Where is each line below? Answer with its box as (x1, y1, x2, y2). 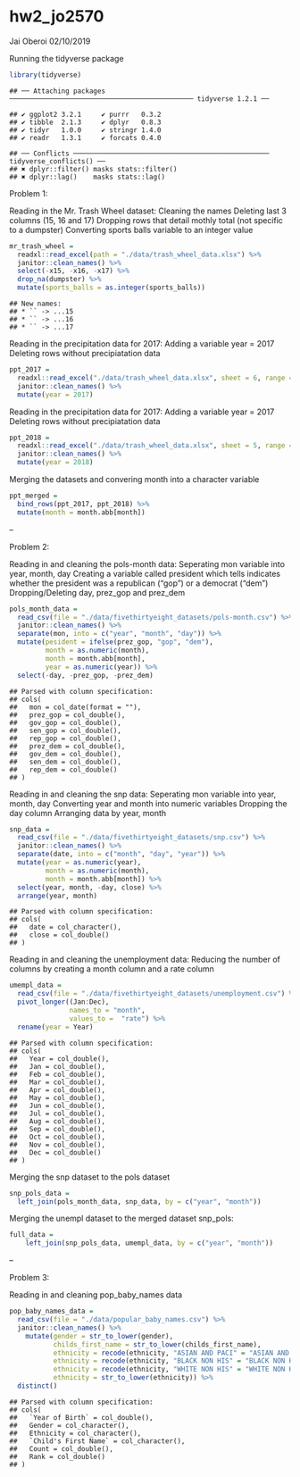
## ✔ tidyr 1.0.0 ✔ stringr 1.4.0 (9, 125, 162, 135)
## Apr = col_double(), (9, 1085, 105, 1095)
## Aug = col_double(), (9, 1116, 105, 1126)
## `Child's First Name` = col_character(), (9, 1436, 186, 1446)
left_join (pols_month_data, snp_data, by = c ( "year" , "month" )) (17, 1197, 262, 1206)
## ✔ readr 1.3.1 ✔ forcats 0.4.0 (9, 133, 162, 142)
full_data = (9, 1231, 54, 1239)
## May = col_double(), (9, 1093, 105, 1102)
